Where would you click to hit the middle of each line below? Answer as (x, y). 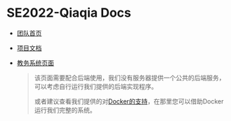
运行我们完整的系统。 (65, 110)
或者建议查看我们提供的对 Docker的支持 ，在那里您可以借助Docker (129, 101)
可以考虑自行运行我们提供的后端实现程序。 (96, 86)
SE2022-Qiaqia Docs (69, 13)
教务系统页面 (35, 63)
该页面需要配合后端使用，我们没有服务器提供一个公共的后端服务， (130, 78)
